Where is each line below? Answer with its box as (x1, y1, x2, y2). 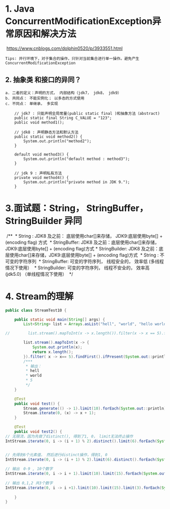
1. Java (5, 3, 35, 15)
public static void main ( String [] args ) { (14, 317, 105, 322)
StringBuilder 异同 (5, 215, 82, 227)
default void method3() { (14, 152, 69, 157)
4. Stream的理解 (5, 291, 74, 302)
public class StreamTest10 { (5, 308, 67, 313)
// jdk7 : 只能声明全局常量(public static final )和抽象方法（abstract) (14, 111, 160, 116)
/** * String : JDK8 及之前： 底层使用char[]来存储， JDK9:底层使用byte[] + (6, 233, 163, 239)
